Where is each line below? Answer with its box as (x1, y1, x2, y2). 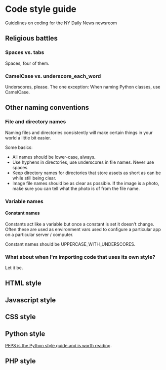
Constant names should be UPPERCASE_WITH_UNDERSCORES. (5, 241, 136, 247)
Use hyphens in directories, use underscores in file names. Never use (12, 159, 154, 165)
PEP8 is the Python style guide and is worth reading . (5, 343, 112, 349)
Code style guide (5, 3, 77, 15)
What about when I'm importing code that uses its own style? (5, 253, 156, 260)
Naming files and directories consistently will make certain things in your (5, 130, 153, 136)
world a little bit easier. (5, 135, 51, 140)
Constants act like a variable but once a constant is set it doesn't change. (5, 221, 155, 227)
